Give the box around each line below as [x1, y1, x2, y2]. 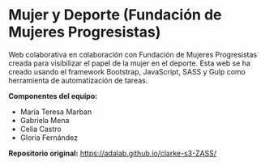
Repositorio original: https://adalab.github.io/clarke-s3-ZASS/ [8, 148, 217, 158]
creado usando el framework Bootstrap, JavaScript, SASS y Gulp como [8, 66, 246, 76]
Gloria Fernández [19, 132, 79, 143]
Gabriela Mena [19, 115, 70, 125]
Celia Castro [19, 124, 62, 134]
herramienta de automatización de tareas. [8, 75, 148, 85]
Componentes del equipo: [8, 91, 98, 100]
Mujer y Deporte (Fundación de [8, 6, 222, 24]
